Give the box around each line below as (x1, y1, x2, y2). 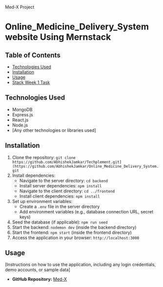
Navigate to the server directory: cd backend (19, 178, 108, 184)
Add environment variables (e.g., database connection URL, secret (19, 208, 154, 214)
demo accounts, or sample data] (5, 267, 71, 273)
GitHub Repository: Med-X (12, 276, 67, 282)
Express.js (12, 112, 33, 118)
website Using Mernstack (5, 32, 111, 43)
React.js (12, 117, 29, 123)
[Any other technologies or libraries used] (12, 127, 96, 133)
